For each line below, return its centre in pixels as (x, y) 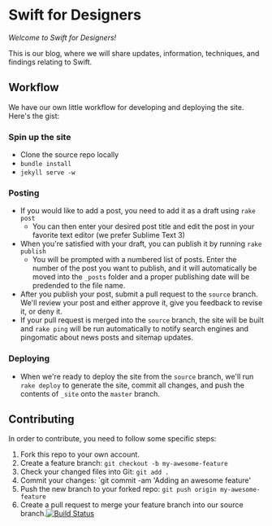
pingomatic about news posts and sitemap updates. (106, 338)
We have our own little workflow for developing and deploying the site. (126, 107)
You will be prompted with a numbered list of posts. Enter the (134, 260)
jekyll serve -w (47, 173)
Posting (24, 193)
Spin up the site (40, 137)
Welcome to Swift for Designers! (63, 37)
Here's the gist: (34, 116)
